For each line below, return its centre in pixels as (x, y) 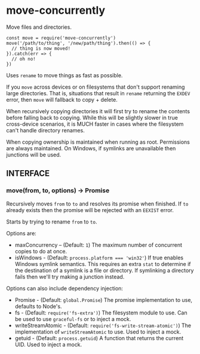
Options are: (21, 233)
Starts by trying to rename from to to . (52, 222)
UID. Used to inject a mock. (48, 344)
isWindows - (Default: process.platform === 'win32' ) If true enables (99, 258)
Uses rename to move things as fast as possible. (64, 75)
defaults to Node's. (38, 306)
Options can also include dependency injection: (65, 288)
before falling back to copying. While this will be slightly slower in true (92, 117)
